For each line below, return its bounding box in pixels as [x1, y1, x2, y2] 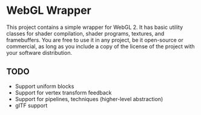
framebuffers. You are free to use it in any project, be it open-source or [6, 36, 183, 43]
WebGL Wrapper [6, 4, 92, 17]
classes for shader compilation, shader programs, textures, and [6, 30, 165, 37]
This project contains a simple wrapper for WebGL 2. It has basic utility [6, 23, 183, 31]
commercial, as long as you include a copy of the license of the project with [6, 43, 195, 50]
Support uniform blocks [15, 82, 74, 90]
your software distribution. [6, 49, 73, 56]
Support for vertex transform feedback [15, 89, 112, 96]
